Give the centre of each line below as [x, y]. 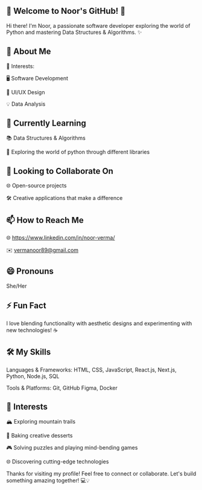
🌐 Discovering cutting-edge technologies [58, 462]
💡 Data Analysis [26, 104]
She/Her [17, 286]
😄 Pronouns [30, 272]
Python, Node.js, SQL [33, 376]
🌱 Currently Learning [46, 124]
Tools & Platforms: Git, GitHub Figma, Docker [62, 388]
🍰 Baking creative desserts [39, 436]
